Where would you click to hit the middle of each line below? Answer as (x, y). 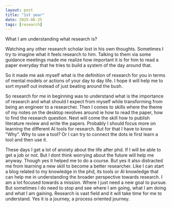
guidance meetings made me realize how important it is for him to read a (82, 60)
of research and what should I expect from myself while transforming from (84, 102)
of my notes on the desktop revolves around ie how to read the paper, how (84, 112)
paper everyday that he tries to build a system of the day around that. (79, 65)
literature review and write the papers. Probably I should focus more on (81, 123)
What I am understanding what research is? (51, 39)
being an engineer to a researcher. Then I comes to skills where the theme (84, 107)
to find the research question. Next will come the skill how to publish (78, 118)
